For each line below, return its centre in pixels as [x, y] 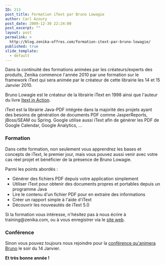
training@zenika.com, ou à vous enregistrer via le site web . [65, 220]
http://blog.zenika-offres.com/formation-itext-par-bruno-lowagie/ [80, 42]
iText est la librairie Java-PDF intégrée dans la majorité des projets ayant [79, 110]
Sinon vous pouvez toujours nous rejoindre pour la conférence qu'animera [81, 243]
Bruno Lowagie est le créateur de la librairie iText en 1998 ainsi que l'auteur [81, 95]
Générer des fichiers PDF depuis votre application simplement [75, 179]
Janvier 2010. [19, 85]
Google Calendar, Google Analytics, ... [44, 125]
